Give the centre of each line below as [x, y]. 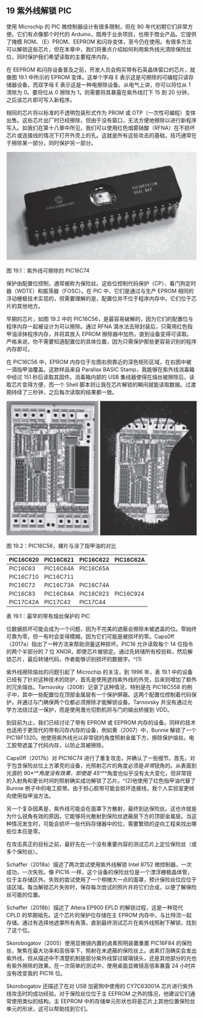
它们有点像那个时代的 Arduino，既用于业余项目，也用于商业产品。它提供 [107, 34]
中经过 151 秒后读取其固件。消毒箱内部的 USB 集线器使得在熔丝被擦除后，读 [101, 377]
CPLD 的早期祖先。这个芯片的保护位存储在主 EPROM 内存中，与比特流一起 [99, 915]
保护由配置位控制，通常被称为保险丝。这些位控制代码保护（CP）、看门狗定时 [101, 283]
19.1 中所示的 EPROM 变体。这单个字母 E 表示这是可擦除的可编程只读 [103, 77]
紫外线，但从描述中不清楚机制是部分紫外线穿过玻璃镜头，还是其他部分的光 [99, 958]
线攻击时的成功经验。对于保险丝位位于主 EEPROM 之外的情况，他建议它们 [98, 994]
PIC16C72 [22, 585]
